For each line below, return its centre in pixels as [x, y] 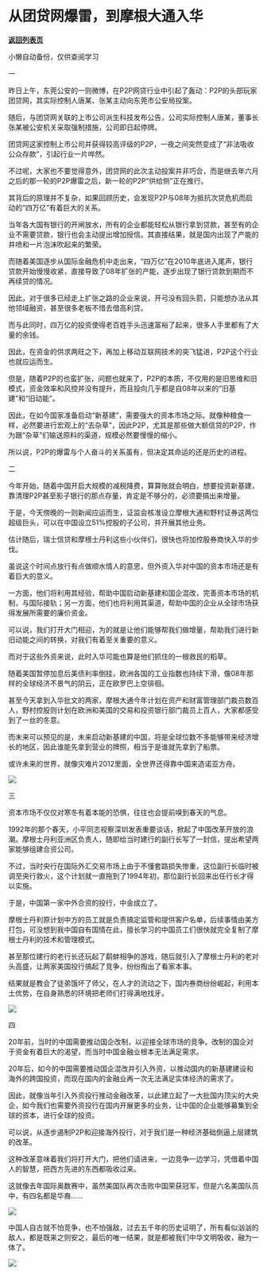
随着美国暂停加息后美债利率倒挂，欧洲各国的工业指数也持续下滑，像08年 [128, 673]
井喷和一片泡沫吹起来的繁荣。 [57, 244]
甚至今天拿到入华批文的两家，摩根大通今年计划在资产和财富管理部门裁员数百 [133, 700]
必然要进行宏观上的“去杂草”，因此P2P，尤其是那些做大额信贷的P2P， [136, 425]
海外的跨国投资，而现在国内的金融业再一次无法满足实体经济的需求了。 [123, 1078]
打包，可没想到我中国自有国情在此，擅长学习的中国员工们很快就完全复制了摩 [133, 929]
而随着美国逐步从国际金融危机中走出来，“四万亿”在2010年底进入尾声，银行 [131, 261]
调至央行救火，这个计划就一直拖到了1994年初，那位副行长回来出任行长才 [128, 875]
